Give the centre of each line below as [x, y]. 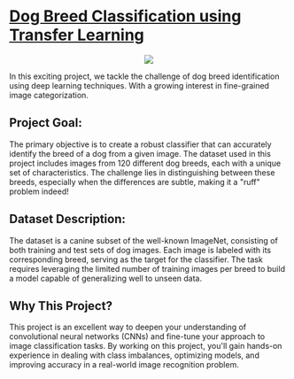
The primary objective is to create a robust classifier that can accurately [140, 144]
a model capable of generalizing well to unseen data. [105, 278]
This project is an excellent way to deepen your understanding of [128, 327]
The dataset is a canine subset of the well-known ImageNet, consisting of [144, 240]
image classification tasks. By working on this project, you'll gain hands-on [146, 346]
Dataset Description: [67, 219]
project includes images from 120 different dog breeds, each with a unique [145, 163]
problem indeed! [39, 191]
